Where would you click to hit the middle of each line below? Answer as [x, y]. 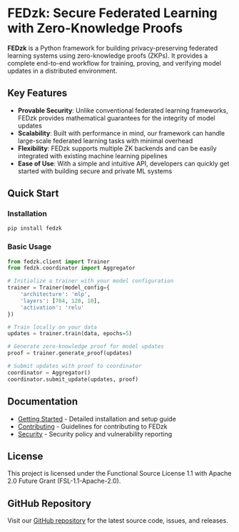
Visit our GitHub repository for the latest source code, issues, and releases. [118, 521]
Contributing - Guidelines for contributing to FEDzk [92, 426]
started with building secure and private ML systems [95, 171]
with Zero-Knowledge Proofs [95, 28]
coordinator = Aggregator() [49, 372]
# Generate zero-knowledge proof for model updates [86, 347]
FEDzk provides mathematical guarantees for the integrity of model [116, 118]
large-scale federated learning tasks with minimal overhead [105, 140]
